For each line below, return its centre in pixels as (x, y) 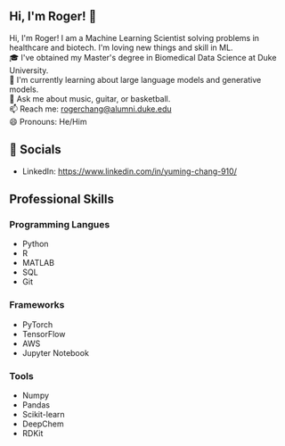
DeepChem (43, 424)
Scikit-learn (43, 414)
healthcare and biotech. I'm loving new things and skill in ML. (121, 47)
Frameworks (37, 305)
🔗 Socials (36, 149)
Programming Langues (60, 224)
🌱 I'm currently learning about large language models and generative (135, 79)
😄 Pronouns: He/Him (48, 121)
